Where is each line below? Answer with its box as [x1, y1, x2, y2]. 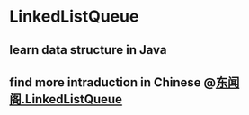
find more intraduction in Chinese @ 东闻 [9, 75, 240, 90]
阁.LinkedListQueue [9, 92, 123, 107]
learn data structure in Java [9, 42, 167, 57]
